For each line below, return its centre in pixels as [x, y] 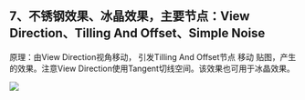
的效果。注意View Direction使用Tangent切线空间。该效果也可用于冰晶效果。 [152, 68]
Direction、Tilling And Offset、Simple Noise [137, 33]
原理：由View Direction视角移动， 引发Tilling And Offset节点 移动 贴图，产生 [153, 56]
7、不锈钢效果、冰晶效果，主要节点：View [130, 16]
